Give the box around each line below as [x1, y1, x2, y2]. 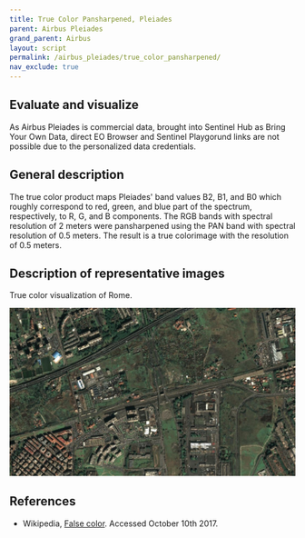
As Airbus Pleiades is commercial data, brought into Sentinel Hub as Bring [9, 121, 286, 132]
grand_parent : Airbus [9, 34, 92, 43]
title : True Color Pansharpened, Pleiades [9, 15, 172, 24]
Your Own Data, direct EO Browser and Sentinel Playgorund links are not [9, 131, 280, 142]
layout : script [9, 44, 67, 53]
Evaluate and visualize [9, 97, 139, 113]
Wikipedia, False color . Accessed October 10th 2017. [22, 518, 219, 529]
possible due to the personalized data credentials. [9, 141, 197, 152]
